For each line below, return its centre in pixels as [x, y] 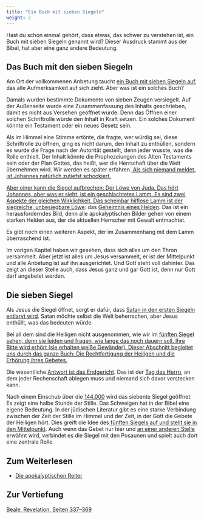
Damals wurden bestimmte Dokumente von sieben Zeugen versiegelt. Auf [99, 100]
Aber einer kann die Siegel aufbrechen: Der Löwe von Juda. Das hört [93, 188]
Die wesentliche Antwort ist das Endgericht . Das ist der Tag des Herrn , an [98, 372]
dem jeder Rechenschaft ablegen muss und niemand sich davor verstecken [101, 379]
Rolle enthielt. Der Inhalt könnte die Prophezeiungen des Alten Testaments [99, 157]
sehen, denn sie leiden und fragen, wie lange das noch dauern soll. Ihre [96, 341]
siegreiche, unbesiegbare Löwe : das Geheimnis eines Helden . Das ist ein [97, 207]
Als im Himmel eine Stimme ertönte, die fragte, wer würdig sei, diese [92, 137]
